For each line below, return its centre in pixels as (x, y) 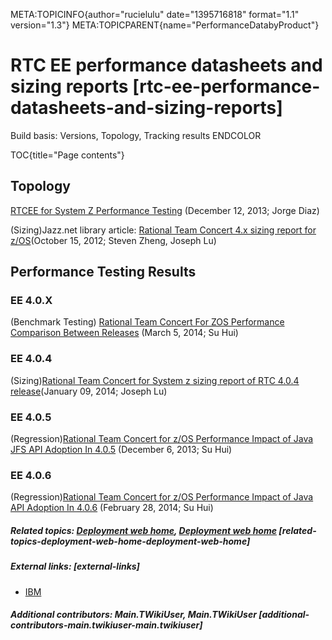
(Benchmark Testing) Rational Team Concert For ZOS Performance (147, 322)
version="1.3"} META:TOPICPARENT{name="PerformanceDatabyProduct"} (165, 25)
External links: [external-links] (75, 566)
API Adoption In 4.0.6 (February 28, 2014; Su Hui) (112, 508)
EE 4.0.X (31, 301)
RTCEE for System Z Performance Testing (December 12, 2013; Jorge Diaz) (165, 210)
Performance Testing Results (103, 272)
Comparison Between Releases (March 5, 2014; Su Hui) (124, 333)
